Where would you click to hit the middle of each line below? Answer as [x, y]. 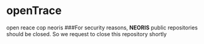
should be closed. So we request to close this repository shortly [86, 34]
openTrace [34, 11]
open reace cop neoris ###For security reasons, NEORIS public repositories [102, 28]
